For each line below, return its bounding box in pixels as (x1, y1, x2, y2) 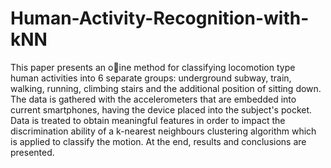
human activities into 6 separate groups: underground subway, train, (10, 72, 292, 84)
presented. (10, 146, 55, 158)
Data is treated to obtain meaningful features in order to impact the (10, 114, 286, 126)
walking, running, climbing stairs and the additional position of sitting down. (10, 82, 322, 94)
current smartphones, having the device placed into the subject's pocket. (10, 103, 313, 116)
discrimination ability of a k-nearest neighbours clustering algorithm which (10, 125, 317, 137)
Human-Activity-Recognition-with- (10, 7, 310, 30)
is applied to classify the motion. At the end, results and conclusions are (10, 135, 307, 147)
